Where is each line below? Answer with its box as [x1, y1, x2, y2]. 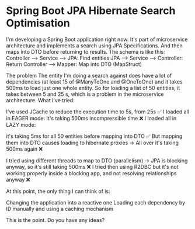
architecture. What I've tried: [6, 96, 75, 103]
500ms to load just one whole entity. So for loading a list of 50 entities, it [6, 84, 180, 91]
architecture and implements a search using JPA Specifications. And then [6, 42, 183, 49]
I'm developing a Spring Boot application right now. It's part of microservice [6, 36, 188, 43]
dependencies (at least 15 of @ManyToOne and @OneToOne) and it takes [6, 78, 183, 85]
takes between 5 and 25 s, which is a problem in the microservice [6, 91, 164, 98]
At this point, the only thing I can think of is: [6, 188, 110, 195]
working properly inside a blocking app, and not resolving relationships [6, 169, 177, 176]
